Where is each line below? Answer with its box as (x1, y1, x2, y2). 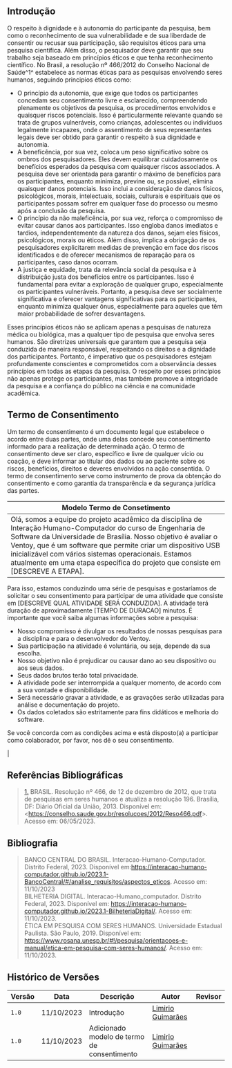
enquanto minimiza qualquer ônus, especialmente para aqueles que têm (17, 302, 223, 310)
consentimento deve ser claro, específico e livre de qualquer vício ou (7, 449, 204, 458)
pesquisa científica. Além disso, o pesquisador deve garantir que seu (7, 46, 204, 54)
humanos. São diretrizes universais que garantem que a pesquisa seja (7, 337, 207, 345)
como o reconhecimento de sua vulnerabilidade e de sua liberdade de (7, 31, 206, 39)
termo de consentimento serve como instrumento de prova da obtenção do (7, 471, 222, 480)
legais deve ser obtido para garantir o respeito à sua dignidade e (17, 133, 202, 141)
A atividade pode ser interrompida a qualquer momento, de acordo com (17, 678, 222, 687)
